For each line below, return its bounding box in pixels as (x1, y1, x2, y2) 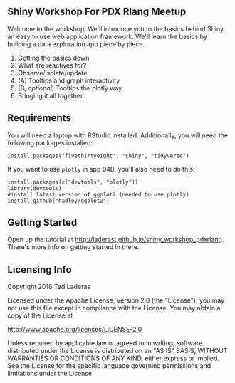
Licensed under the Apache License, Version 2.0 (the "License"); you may (7, 296, 225, 305)
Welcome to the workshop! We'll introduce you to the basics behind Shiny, (7, 24, 226, 33)
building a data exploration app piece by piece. (7, 39, 145, 48)
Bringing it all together (17, 91, 83, 100)
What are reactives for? (17, 61, 87, 70)
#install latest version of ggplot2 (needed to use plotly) (7, 191, 190, 198)
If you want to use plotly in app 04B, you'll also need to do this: (7, 164, 195, 173)
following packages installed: (7, 138, 93, 147)
